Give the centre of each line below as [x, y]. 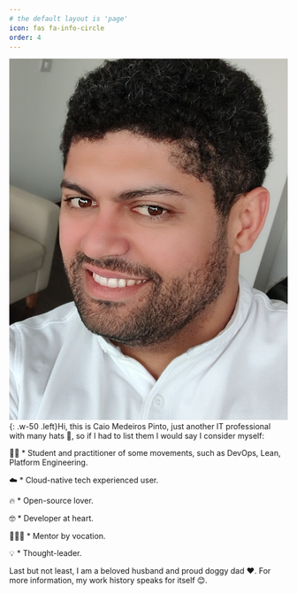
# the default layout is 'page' [69, 19]
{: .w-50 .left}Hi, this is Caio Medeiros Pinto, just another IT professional [140, 426]
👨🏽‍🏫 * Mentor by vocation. [57, 536]
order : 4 [25, 37]
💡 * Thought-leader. [46, 552]
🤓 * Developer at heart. [52, 518]
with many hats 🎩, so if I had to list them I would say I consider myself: [137, 436]
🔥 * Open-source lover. [52, 500]
